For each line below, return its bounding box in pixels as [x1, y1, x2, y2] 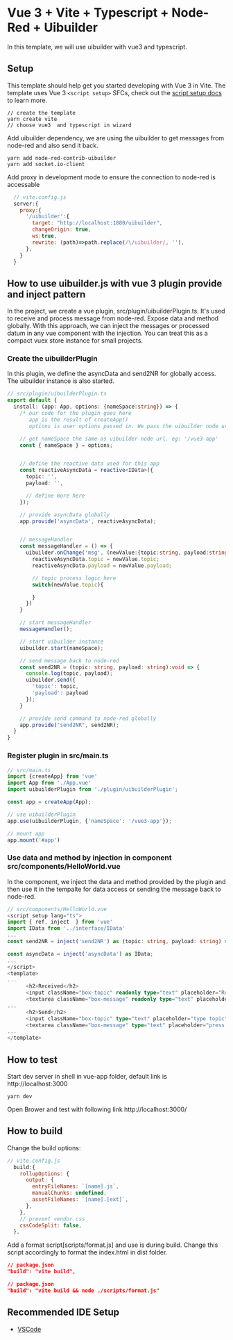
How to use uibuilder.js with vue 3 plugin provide [7, 277, 223, 289]
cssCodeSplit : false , [19, 1222, 82, 1229]
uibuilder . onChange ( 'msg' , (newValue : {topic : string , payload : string [25, 549, 228, 557]
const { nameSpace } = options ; [19, 441, 113, 449]
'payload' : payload [32, 689, 89, 696]
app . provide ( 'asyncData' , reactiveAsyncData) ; [19, 518, 157, 525]
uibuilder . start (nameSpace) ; [19, 644, 104, 651]
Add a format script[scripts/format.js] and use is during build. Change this [7, 1241, 218, 1249]
